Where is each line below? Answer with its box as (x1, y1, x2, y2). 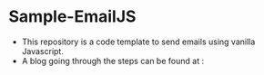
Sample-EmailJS (8, 6, 137, 27)
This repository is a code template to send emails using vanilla (21, 36, 256, 47)
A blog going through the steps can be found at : (21, 55, 205, 66)
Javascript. (21, 45, 65, 56)
